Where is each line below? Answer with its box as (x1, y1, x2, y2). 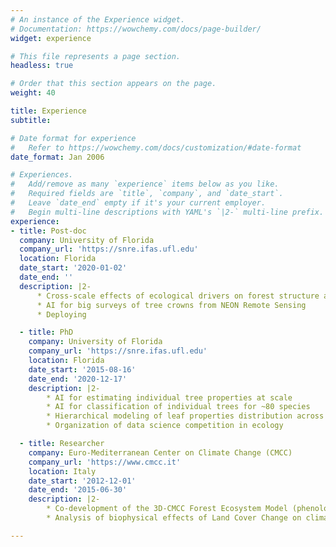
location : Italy (28, 466, 97, 476)
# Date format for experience (10, 133, 137, 143)
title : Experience (10, 106, 87, 116)
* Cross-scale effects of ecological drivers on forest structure (36, 291, 320, 301)
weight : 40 (10, 88, 56, 98)
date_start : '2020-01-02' (19, 263, 128, 273)
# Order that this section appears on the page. (10, 79, 217, 89)
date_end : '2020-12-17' (28, 374, 128, 384)
